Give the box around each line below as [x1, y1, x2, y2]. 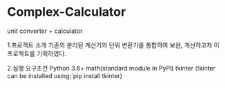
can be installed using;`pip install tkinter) [7, 71, 123, 79]
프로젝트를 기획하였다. [7, 49, 67, 58]
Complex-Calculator [7, 4, 126, 20]
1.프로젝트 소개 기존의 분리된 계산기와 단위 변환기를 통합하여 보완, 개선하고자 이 [7, 40, 220, 49]
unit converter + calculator [7, 27, 83, 35]
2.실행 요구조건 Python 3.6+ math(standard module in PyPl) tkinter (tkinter [7, 64, 216, 72]
